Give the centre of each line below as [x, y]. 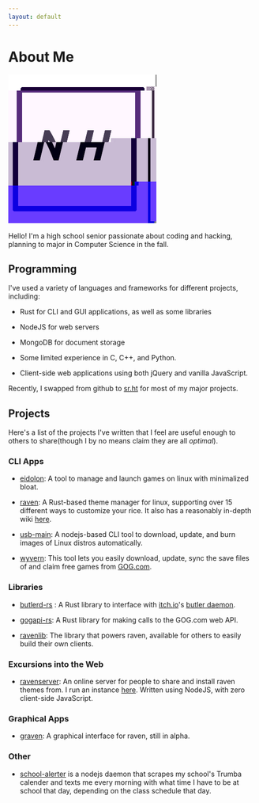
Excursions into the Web [56, 664]
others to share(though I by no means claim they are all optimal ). [113, 441]
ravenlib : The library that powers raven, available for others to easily [130, 635]
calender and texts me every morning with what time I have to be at [129, 782]
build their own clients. [56, 643]
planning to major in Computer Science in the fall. [88, 244]
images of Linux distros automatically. [81, 543]
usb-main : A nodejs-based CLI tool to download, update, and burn [128, 535]
